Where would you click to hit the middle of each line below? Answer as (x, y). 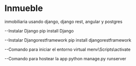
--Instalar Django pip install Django (39, 31)
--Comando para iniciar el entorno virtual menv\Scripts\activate (68, 49)
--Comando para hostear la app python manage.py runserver (65, 58)
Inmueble (24, 8)
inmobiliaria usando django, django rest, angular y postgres (63, 22)
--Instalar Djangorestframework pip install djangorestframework (68, 40)
